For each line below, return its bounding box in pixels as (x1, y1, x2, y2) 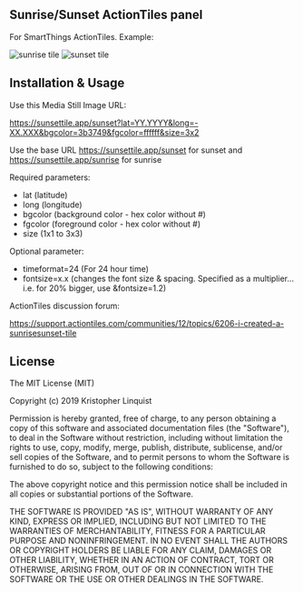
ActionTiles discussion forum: (9, 300, 121, 311)
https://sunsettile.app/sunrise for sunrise (9, 154, 162, 165)
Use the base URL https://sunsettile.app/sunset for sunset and (9, 145, 243, 156)
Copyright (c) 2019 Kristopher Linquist (9, 396, 152, 406)
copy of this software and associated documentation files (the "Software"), (9, 423, 290, 434)
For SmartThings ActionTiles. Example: (9, 31, 154, 42)
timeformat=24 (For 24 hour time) (22, 263, 150, 274)
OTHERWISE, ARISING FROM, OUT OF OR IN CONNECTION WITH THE (9, 564, 274, 576)
